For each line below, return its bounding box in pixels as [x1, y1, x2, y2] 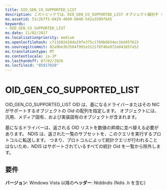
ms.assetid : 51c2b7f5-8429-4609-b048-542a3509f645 [5, 16, 112, 21]
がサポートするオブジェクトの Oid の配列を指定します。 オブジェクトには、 [5, 108, 160, 114]
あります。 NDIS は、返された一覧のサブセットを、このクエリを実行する [5, 131, 153, 137]
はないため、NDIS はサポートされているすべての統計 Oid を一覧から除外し [5, 143, 157, 150]
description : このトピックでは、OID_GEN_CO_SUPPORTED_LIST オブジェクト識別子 [5, 12, 159, 17]
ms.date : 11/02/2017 [5, 30, 48, 35]
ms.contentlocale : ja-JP [5, 53, 57, 59]
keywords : [5, 21, 26, 26]
